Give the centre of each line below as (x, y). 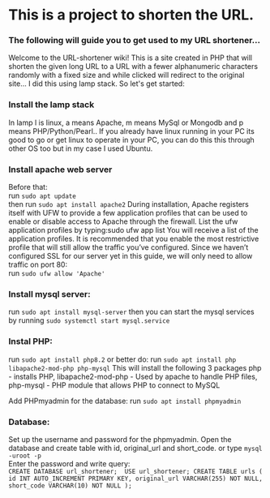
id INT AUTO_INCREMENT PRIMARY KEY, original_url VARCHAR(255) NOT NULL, (136, 479)
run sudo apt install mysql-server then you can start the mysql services (131, 312)
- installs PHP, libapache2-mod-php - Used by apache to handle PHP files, (133, 376)
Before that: (28, 187)
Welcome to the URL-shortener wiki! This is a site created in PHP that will (131, 58)
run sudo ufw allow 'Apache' (57, 273)
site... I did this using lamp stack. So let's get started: (96, 84)
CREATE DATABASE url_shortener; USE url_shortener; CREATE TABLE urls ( (136, 471)
